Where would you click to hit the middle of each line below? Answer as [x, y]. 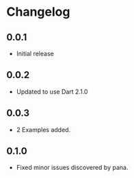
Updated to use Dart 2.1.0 [52, 91]
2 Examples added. [43, 129]
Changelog [38, 12]
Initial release [35, 53]
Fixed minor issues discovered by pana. [72, 168]
